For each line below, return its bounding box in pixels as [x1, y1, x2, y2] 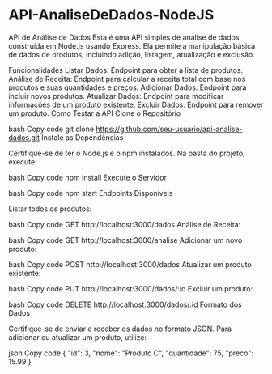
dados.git [8, 132, 40, 142]
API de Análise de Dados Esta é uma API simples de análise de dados [8, 32, 240, 42]
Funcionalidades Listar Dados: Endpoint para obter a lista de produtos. [8, 65, 244, 74]
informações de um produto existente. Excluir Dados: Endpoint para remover [8, 100, 264, 109]
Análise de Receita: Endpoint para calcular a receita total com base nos [8, 74, 246, 83]
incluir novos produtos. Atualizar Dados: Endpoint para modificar [8, 91, 224, 100]
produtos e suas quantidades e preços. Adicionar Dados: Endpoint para [8, 83, 247, 92]
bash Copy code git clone [8, 124, 95, 134]
